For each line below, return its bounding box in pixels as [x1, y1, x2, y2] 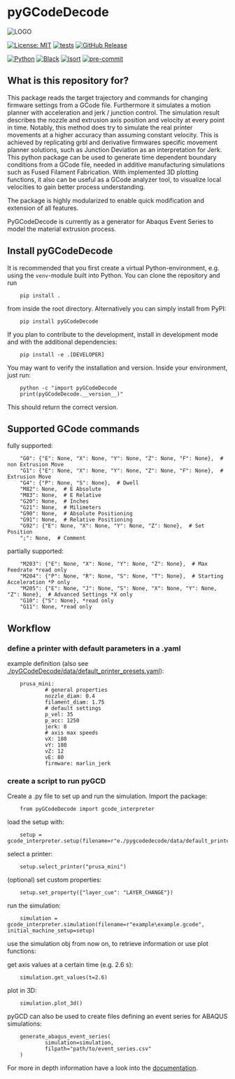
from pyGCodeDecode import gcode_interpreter [20, 806, 155, 813]
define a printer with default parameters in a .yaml [7, 643, 181, 653]
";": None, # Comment [20, 535, 86, 542]
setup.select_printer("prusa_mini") [20, 863, 127, 870]
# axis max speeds [44, 730, 99, 737]
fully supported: [7, 442, 54, 450]
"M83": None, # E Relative [20, 492, 101, 499]
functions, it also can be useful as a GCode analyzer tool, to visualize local [7, 175, 222, 183]
